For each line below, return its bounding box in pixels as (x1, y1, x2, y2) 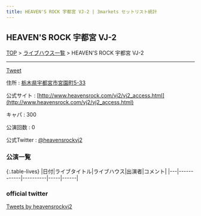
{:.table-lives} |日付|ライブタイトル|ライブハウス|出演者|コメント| (6, 168, 167, 175)
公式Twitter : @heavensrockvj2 (6, 136, 83, 144)
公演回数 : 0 (6, 124, 35, 131)
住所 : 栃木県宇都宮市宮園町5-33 (6, 79, 86, 87)
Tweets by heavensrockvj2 (6, 203, 73, 210)
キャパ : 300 (6, 111, 37, 118)
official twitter (6, 189, 48, 197)
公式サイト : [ (6, 92, 39, 99)
